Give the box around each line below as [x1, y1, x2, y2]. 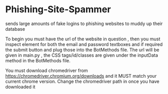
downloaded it [5, 83, 36, 90]
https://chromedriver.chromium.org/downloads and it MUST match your [5, 73, 157, 79]
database [5, 26, 26, 32]
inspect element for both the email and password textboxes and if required [5, 41, 163, 47]
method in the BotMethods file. [5, 57, 71, 63]
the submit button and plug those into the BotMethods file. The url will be [5, 46, 160, 53]
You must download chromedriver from [5, 67, 88, 74]
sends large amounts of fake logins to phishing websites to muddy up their [5, 20, 163, 27]
